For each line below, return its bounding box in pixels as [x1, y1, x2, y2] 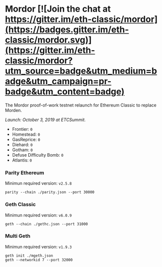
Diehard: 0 [12, 142, 33, 147]
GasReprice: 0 [12, 136, 40, 142]
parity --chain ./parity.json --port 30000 [5, 190, 95, 195]
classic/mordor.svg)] [5, 35, 92, 46]
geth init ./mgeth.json [5, 253, 54, 258]
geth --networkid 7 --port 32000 [5, 257, 73, 262]
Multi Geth [5, 232, 31, 239]
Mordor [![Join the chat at [5, 3, 111, 15]
